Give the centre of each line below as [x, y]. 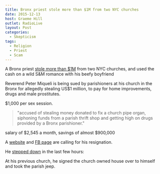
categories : [17, 32]
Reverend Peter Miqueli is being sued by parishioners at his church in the [79, 84]
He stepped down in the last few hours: [45, 152]
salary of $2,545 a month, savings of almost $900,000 [60, 133]
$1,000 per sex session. [29, 104]
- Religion [21, 46]
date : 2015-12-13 [23, 14]
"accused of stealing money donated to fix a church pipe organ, [81, 113]
